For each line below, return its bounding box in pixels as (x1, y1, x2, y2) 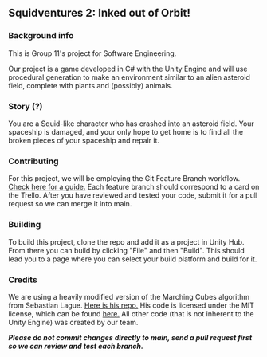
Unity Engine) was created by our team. (8, 317, 139, 327)
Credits (8, 274, 37, 285)
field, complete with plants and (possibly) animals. (8, 80, 173, 90)
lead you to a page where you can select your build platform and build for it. (8, 254, 257, 264)
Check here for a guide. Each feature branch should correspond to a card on (8, 182, 260, 192)
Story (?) (8, 100, 43, 112)
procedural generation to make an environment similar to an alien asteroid (8, 72, 251, 82)
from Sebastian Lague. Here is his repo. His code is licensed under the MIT (8, 300, 255, 310)
